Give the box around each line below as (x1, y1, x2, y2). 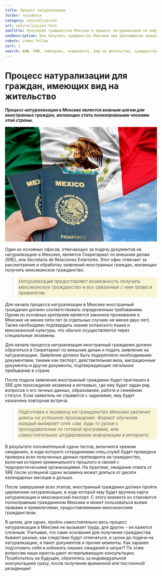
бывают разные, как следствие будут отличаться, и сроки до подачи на (5, 534, 154, 540)
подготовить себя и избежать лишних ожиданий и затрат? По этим (5, 544, 144, 550)
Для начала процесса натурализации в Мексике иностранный (5, 301, 134, 307)
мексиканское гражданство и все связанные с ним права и (18, 284, 152, 290)
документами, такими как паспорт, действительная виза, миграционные (5, 357, 156, 363)
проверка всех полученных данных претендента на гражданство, (5, 454, 141, 460)
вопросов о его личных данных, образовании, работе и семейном (5, 387, 142, 393)
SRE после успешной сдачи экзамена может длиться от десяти (5, 469, 136, 475)
